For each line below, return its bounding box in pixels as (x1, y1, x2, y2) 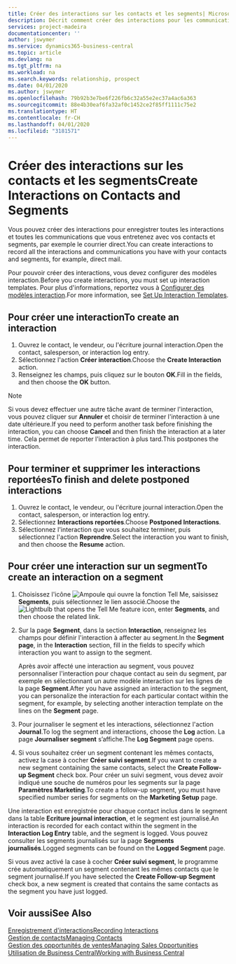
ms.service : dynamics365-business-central (8, 43, 134, 50)
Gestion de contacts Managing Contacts (8, 933, 123, 942)
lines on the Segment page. (18, 706, 99, 715)
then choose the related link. (18, 612, 101, 620)
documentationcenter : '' (8, 29, 81, 37)
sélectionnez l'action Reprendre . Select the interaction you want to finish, (18, 533, 229, 541)
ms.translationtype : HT (8, 108, 78, 115)
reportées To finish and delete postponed (8, 473, 190, 485)
